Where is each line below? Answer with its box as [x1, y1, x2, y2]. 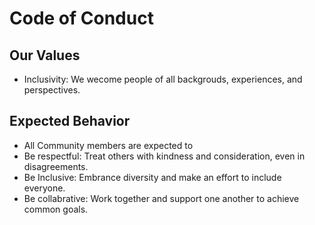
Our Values [9, 47, 81, 64]
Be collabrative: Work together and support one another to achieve [23, 192, 300, 204]
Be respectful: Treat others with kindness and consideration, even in [23, 150, 306, 162]
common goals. [23, 203, 89, 215]
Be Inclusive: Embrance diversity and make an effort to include [23, 171, 282, 183]
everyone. [23, 182, 66, 194]
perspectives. [23, 84, 81, 96]
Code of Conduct [9, 7, 154, 30]
